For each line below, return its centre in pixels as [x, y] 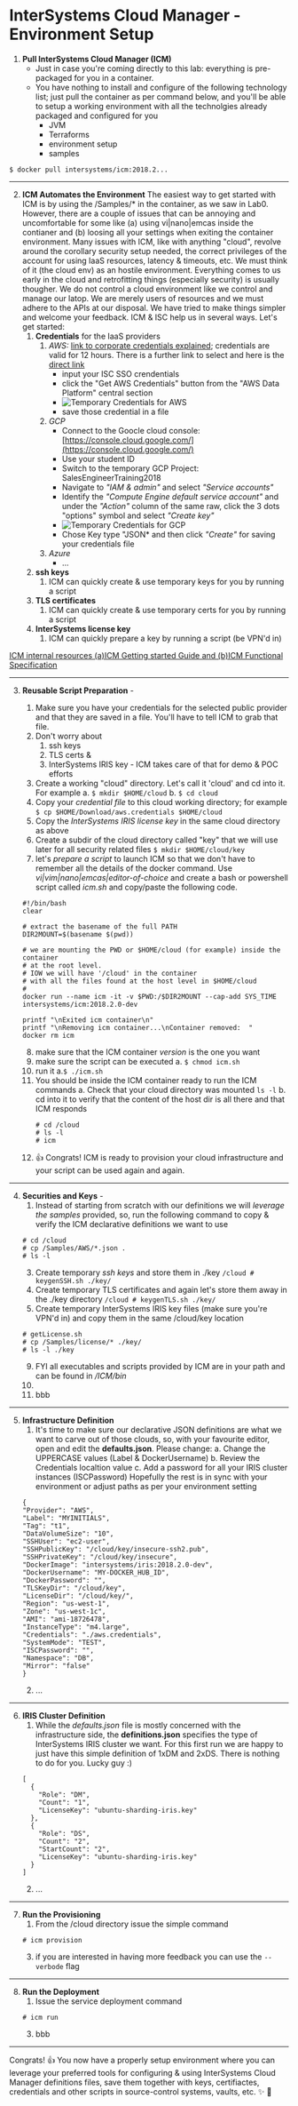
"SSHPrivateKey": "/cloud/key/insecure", [99, 1557]
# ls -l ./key [48, 1350]
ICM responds [61, 1108]
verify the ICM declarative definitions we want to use [132, 1224]
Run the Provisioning [61, 1914]
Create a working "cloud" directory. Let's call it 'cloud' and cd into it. [160, 783]
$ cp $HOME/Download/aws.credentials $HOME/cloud [129, 812]
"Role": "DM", [64, 1795]
